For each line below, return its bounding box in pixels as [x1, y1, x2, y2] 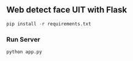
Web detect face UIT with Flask [6, 5, 127, 15]
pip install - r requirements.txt [6, 21, 92, 27]
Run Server [6, 35, 41, 43]
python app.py [6, 48, 43, 55]
